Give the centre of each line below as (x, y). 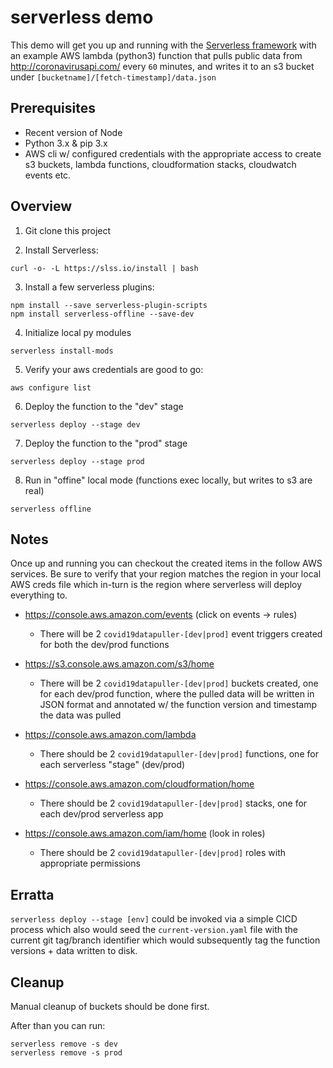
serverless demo (82, 17)
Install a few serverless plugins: (89, 287)
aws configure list (51, 387)
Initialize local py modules (78, 332)
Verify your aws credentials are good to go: (114, 369)
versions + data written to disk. (74, 951)
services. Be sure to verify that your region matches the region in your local (166, 574)
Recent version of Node (73, 132)
